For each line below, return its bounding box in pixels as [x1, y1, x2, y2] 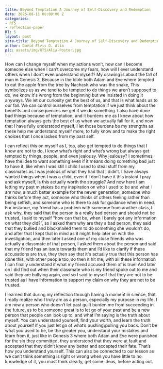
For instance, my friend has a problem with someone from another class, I [5, 204, 153, 210]
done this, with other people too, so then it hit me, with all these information [5, 256, 156, 262]
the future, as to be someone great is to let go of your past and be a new [5, 307, 150, 313]
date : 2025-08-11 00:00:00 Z [5, 12, 64, 17]
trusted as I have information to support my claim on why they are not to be [5, 277, 156, 283]
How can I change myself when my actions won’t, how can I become [5, 61, 142, 67]
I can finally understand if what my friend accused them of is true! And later [5, 261, 156, 267]
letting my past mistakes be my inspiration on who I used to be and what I [5, 184, 152, 190]
